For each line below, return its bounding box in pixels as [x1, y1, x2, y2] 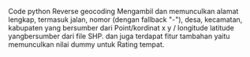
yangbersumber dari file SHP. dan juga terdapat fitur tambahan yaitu [8, 31, 230, 41]
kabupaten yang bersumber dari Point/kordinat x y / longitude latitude [8, 23, 234, 32]
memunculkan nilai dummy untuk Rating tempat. [8, 40, 165, 49]
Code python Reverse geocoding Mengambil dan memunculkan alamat [8, 7, 239, 16]
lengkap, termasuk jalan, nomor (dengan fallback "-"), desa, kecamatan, [8, 15, 243, 24]
